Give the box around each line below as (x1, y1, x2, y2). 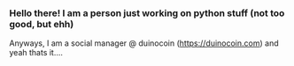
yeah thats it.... (9, 48, 64, 58)
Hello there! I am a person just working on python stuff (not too (9, 7, 285, 19)
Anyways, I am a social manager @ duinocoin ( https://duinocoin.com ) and (9, 38, 279, 48)
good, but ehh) (9, 18, 74, 30)
